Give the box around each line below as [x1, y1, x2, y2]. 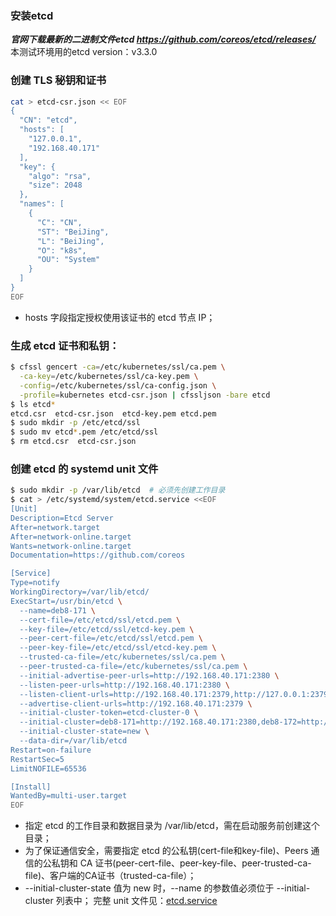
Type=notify [10, 578, 60, 588]
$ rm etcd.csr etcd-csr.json [10, 437, 137, 447]
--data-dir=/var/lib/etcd [19, 736, 128, 746]
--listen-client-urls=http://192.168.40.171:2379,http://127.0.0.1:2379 [19, 689, 329, 699]
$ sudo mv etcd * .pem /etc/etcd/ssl [10, 427, 159, 437]
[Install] [10, 782, 52, 792]
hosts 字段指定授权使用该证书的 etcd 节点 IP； [24, 311, 216, 323]
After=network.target [10, 522, 101, 532]
